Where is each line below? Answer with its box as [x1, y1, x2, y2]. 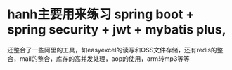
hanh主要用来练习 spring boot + [7, 6, 195, 22]
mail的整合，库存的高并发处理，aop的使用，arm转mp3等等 [19, 54, 190, 63]
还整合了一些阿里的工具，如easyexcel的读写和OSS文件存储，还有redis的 [7, 45, 218, 54]
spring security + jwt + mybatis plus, [7, 22, 226, 38]
